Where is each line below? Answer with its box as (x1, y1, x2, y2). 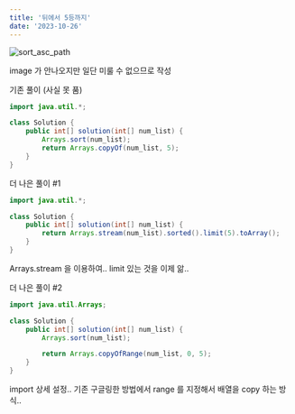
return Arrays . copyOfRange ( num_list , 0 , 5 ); (41, 349, 212, 359)
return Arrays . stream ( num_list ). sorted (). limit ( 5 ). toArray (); (41, 229, 281, 238)
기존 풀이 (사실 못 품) (9, 84, 83, 95)
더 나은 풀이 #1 (9, 178, 61, 189)
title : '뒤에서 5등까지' (9, 13, 92, 23)
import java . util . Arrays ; (9, 299, 106, 309)
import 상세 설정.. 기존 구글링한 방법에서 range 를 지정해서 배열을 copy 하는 (9, 384, 277, 394)
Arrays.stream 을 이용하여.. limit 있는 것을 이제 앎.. (9, 262, 189, 273)
